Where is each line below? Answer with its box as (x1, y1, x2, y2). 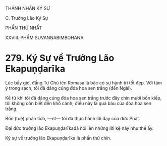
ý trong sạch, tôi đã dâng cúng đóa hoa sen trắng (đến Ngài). (5, 85, 133, 91)
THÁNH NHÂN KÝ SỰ (5, 6, 50, 11)
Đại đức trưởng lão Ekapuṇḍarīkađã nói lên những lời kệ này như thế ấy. (5, 125, 154, 131)
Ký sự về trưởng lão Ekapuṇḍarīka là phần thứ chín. (5, 135, 112, 141)
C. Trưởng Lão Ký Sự (5, 15, 48, 21)
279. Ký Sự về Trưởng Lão (5, 53, 115, 64)
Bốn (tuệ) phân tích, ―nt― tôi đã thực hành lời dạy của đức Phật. (5, 115, 140, 121)
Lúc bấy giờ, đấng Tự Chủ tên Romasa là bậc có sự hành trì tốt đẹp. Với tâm (5, 79, 162, 86)
